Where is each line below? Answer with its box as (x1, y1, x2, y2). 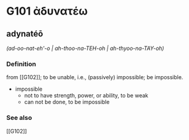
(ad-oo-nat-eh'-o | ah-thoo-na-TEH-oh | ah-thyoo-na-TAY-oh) (6, 44, 164, 52)
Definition (6, 60, 36, 68)
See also (6, 114, 32, 122)
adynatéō (6, 29, 44, 39)
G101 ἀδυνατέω (6, 4, 88, 18)
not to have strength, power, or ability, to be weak (24, 92, 149, 99)
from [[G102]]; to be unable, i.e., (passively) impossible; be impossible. (6, 74, 184, 81)
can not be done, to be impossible (24, 99, 110, 106)
